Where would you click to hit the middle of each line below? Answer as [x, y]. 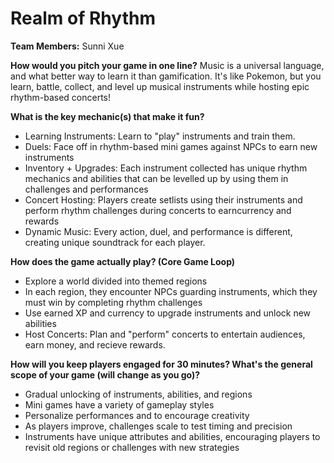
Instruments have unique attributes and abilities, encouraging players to [172, 436]
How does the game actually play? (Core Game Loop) [123, 261]
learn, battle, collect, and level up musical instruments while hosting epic [160, 86]
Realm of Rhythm [83, 18]
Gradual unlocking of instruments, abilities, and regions [138, 394]
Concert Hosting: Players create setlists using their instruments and [163, 199]
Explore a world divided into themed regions [116, 281]
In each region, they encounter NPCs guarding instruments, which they [171, 291]
